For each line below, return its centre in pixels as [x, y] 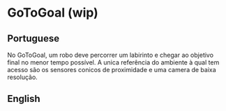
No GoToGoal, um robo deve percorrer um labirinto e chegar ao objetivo [111, 55]
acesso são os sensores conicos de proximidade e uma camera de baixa [112, 70]
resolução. [23, 77]
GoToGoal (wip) [53, 13]
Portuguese [33, 39]
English [24, 99]
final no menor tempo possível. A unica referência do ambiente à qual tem [113, 62]
